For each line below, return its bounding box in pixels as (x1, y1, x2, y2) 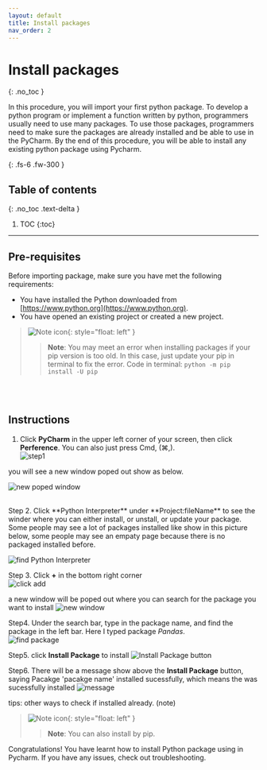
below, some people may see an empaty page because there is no (8, 531, 226, 540)
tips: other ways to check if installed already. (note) (8, 698, 176, 707)
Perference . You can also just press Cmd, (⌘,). (19, 443, 176, 452)
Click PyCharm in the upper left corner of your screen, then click (19, 434, 233, 443)
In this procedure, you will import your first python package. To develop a (8, 103, 249, 112)
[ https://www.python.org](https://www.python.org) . (19, 303, 188, 312)
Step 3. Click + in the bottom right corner (8, 570, 143, 580)
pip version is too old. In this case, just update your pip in (47, 350, 234, 360)
